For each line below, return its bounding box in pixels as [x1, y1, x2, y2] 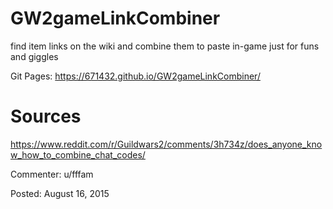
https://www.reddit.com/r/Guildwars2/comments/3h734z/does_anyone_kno [10, 138, 323, 150]
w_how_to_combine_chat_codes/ [10, 148, 146, 161]
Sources [10, 105, 82, 128]
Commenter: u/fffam [10, 168, 94, 180]
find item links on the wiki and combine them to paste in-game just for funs [10, 40, 320, 52]
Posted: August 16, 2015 [10, 187, 110, 199]
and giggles [10, 50, 59, 62]
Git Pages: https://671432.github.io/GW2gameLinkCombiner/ [10, 70, 261, 82]
